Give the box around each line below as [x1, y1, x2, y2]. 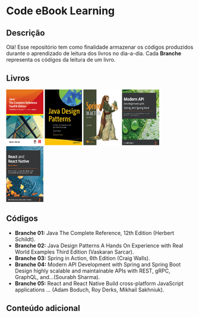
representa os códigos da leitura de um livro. [6, 56, 116, 63]
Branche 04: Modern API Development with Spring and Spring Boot [14, 261, 181, 268]
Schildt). [14, 236, 36, 243]
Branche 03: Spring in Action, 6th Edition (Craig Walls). [14, 254, 150, 262]
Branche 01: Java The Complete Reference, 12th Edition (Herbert [14, 229, 174, 236]
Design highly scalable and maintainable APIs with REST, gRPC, [14, 267, 170, 274]
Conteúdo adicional [6, 303, 80, 313]
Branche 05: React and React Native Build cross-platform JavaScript [14, 280, 184, 287]
